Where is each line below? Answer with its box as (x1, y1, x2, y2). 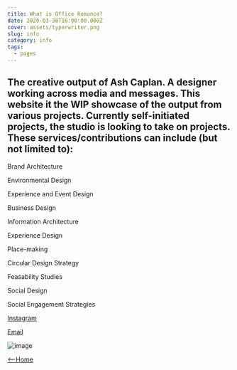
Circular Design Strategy (7, 258, 79, 267)
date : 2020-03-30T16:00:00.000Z (7, 17, 103, 24)
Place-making (7, 245, 48, 253)
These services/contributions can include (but (7, 132, 218, 144)
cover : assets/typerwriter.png (7, 23, 100, 31)
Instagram (7, 314, 37, 322)
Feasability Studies (7, 272, 62, 281)
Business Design (7, 203, 57, 212)
